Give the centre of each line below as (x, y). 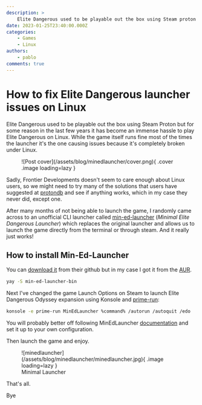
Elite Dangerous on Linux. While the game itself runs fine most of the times (99, 137)
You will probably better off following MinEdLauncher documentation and (97, 323)
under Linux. (22, 150)
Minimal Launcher (44, 372)
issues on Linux (46, 107)
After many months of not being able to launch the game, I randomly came (99, 210)
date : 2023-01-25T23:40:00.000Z (47, 25)
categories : (21, 32)
